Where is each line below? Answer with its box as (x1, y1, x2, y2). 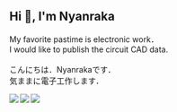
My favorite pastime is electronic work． (9, 33, 159, 45)
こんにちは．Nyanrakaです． (9, 64, 116, 74)
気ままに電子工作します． (9, 75, 104, 86)
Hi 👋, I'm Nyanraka (9, 9, 115, 24)
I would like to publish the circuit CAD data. (9, 44, 169, 55)
